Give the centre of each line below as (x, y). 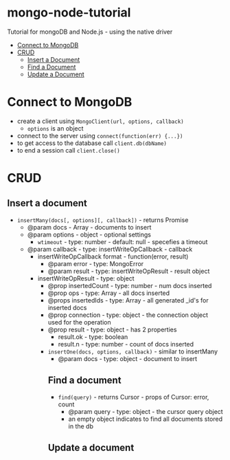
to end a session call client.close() (68, 150)
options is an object (55, 128)
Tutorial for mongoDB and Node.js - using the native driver (90, 32)
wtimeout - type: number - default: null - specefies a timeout (123, 241)
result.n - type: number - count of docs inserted (126, 344)
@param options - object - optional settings (89, 234)
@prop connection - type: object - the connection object (128, 315)
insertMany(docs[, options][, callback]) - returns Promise (103, 220)
